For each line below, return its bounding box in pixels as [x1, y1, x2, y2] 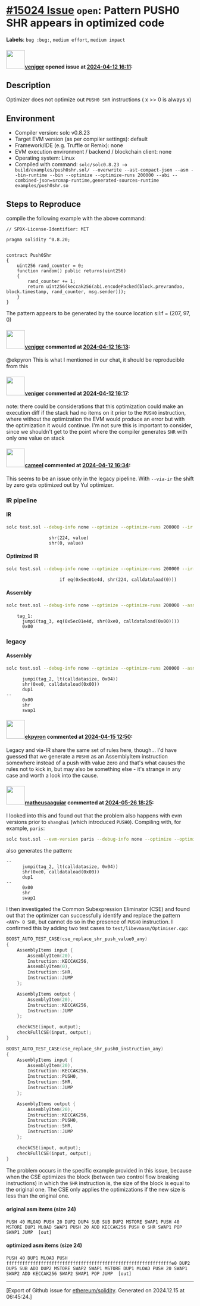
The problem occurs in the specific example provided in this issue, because [6, 1167, 192, 1174]
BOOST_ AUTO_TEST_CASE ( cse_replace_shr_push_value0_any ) [6, 936, 148, 942]
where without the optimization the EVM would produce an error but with [6, 415, 185, 423]
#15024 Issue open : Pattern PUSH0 [6, 4, 180, 17]
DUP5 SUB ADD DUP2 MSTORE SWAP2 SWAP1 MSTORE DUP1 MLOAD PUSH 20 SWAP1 [6, 1265, 187, 1271]
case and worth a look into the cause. [6, 772, 98, 779]
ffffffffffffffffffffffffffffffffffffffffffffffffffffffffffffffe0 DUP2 [6, 1260, 190, 1266]
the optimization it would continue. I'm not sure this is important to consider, [6, 422, 192, 429]
